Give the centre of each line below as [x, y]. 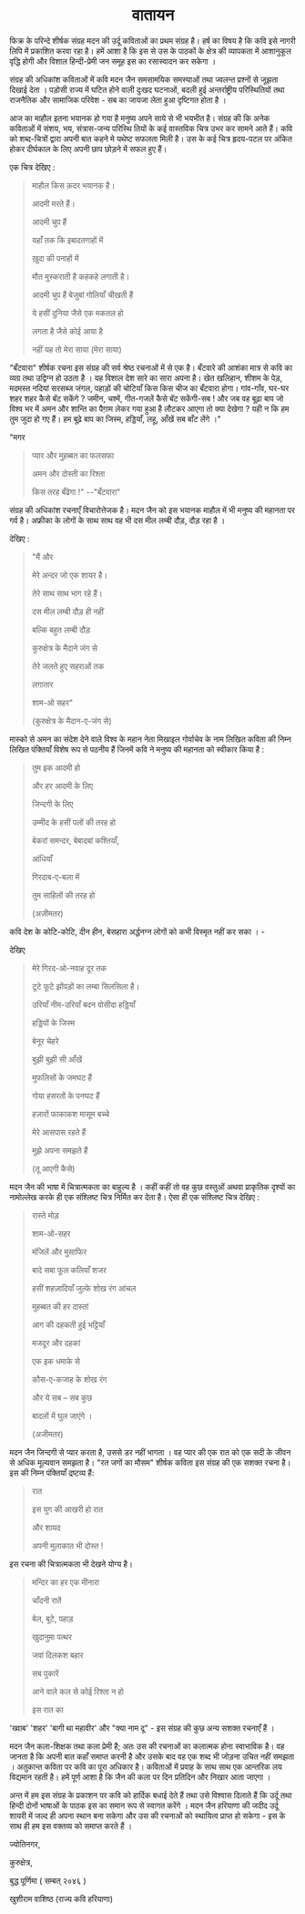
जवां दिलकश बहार [57, 1655]
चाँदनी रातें [46, 1600]
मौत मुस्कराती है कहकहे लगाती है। [81, 276]
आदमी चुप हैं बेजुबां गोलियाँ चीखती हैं [82, 294]
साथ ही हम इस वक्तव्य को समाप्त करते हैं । [71, 1826]
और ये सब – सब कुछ [62, 1397]
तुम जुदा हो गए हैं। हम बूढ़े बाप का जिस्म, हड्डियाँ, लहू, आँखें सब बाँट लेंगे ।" [115, 418]
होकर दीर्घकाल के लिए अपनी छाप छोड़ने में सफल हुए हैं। [88, 149]
